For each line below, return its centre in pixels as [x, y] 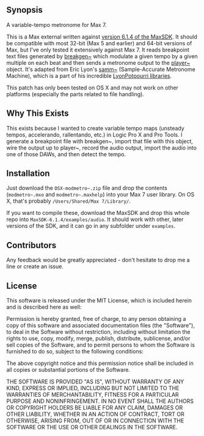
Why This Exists [38, 114]
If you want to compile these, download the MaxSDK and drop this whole [98, 213]
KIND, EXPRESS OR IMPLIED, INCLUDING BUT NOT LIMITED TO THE [93, 388]
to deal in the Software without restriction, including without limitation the [98, 332]
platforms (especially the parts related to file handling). [75, 94]
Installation [28, 174]
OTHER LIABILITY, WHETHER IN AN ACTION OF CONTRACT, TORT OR [95, 414]
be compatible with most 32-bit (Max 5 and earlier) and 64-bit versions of [99, 43]
